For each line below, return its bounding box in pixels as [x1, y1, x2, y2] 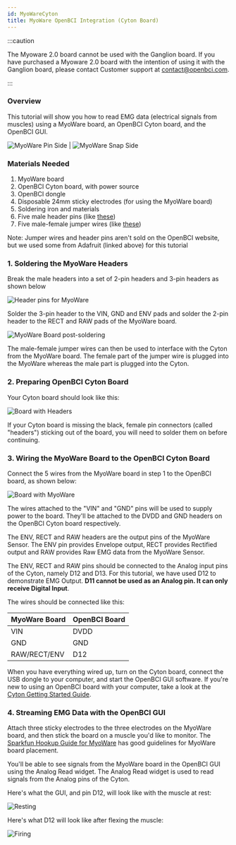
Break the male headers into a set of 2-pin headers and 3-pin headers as [7, 275, 219, 283]
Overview [7, 96, 42, 106]
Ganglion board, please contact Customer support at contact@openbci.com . [7, 65, 230, 73]
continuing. [7, 435, 40, 444]
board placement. [7, 746, 58, 755]
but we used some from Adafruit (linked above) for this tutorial [7, 241, 188, 249]
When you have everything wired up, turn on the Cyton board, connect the [7, 667, 224, 675]
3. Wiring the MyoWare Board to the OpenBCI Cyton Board [7, 453, 210, 463]
